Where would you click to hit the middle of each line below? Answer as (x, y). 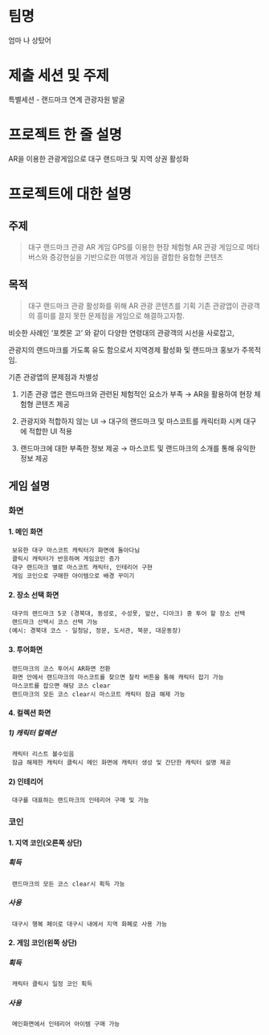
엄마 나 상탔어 (30, 40)
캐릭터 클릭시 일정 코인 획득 (52, 984)
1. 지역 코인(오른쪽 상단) (45, 842)
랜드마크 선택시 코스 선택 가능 (55, 622)
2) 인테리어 (26, 781)
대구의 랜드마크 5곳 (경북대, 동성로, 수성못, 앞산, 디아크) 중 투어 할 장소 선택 (128, 614)
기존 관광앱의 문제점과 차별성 (53, 377)
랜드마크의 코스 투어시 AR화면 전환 (61, 668)
